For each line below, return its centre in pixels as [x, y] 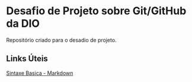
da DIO [23, 23]
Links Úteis [27, 59]
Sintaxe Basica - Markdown [40, 73]
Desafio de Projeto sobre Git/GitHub [96, 11]
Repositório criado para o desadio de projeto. [61, 40]
